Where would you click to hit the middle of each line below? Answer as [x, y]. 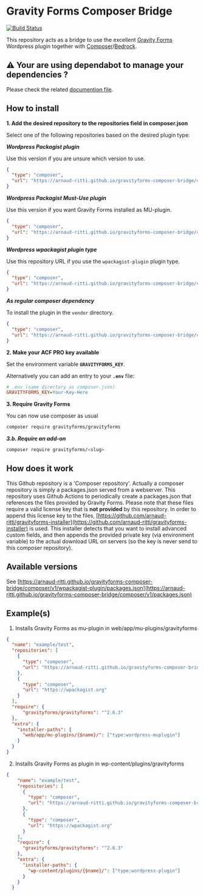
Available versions [42, 567]
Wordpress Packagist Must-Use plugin [56, 198]
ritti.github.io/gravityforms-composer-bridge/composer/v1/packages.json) [99, 594]
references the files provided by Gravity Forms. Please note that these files [100, 503]
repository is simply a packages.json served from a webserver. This [91, 489]
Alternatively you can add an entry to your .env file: [70, 376]
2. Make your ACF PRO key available [53, 352]
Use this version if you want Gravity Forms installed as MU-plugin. [89, 210]
